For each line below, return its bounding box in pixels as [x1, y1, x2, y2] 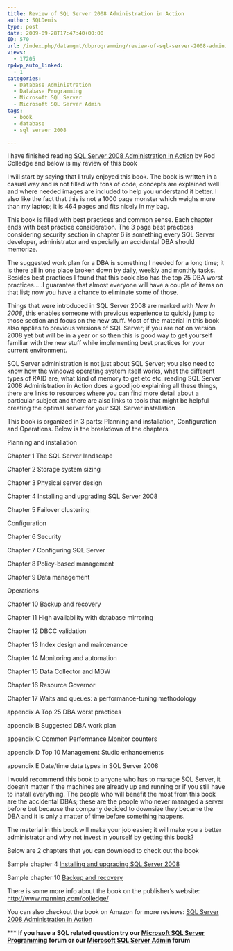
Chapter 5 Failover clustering [7, 506, 90, 514]
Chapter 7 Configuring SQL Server [7, 546, 105, 554]
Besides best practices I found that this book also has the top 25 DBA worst [7, 273, 223, 282]
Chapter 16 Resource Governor [7, 681, 96, 689]
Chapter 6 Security [7, 533, 62, 541]
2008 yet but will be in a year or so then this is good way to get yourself [7, 331, 213, 339]
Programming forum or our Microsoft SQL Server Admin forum [7, 936, 191, 945]
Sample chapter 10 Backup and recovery [7, 874, 123, 882]
